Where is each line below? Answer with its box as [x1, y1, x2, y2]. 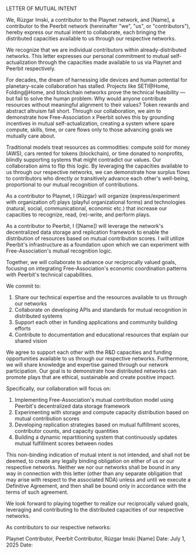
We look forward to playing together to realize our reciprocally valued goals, [6, 500, 189, 507]
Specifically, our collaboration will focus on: [6, 385, 111, 392]
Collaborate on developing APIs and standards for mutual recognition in [14, 306, 187, 313]
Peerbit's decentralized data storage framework [14, 402, 130, 409]
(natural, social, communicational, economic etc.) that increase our [6, 205, 167, 211]
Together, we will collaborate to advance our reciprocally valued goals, [6, 259, 177, 265]
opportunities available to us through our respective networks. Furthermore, [6, 355, 189, 362]
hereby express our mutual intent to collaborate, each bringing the [6, 29, 166, 36]
